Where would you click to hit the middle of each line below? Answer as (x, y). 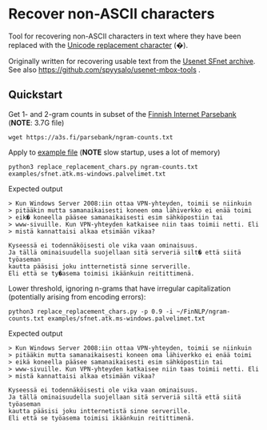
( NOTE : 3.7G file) (36, 123)
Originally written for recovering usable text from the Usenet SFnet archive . (132, 61)
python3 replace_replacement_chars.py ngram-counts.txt (103, 167)
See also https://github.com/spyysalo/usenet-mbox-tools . (105, 70)
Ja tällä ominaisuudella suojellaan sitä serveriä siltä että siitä (125, 397)
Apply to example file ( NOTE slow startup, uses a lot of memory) (114, 152)
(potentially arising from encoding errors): (77, 296)
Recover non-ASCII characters (112, 14)
